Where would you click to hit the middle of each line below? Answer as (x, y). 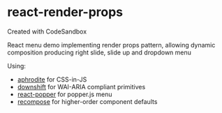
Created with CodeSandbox (47, 31)
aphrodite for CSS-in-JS (52, 79)
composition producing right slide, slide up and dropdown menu (99, 52)
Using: (17, 66)
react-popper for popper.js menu (65, 94)
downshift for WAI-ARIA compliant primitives (81, 86)
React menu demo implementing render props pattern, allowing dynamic (111, 45)
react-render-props (65, 12)
